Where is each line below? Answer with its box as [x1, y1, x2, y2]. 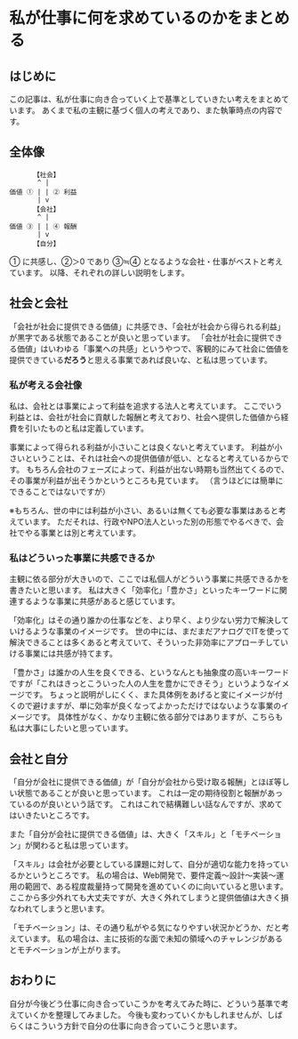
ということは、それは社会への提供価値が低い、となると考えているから [24, 453, 282, 463]
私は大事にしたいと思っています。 [9, 722, 133, 734]
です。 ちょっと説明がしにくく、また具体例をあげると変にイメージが [24, 689, 276, 700]
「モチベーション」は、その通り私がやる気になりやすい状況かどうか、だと [9, 922, 282, 933]
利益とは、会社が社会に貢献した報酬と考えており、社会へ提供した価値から [9, 411, 282, 423]
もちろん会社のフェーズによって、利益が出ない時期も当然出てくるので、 [26, 463, 289, 474]
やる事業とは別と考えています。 [24, 527, 141, 538]
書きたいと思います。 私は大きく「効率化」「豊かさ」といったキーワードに [9, 584, 280, 596]
